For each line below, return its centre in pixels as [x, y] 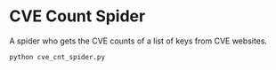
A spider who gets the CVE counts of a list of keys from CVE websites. [138, 41]
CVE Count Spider [77, 16]
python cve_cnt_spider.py [57, 57]
